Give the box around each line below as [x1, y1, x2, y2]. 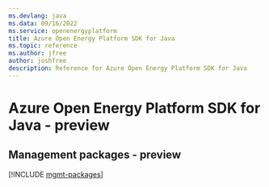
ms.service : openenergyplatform [8, 27, 117, 35]
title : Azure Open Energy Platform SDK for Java [8, 34, 175, 43]
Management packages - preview [8, 148, 182, 162]
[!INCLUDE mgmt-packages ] [8, 169, 103, 179]
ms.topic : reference [8, 42, 78, 50]
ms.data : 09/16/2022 [8, 19, 78, 27]
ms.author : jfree [8, 49, 67, 57]
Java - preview [8, 116, 111, 134]
